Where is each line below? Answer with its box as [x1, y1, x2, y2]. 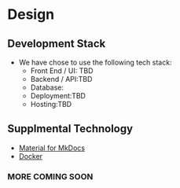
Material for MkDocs [18, 143, 86, 153]
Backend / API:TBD [30, 75, 93, 83]
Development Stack [7, 37, 106, 50]
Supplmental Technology [7, 122, 134, 135]
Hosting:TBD [30, 100, 72, 109]
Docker [18, 151, 43, 160]
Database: [30, 83, 64, 92]
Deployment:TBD [30, 91, 86, 100]
